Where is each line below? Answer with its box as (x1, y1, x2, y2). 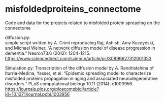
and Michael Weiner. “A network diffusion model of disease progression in (5, 45, 155, 51)
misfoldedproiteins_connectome (5, 3, 141, 15)
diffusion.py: (5, 34, 31, 40)
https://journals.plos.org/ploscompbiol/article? (5, 86, 99, 92)
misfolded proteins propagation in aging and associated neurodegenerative (5, 75, 158, 81)
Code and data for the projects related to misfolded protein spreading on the (5, 20, 160, 26)
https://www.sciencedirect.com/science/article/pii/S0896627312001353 (5, 55, 152, 61)
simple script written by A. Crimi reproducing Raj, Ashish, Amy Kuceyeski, (5, 39, 155, 45)
